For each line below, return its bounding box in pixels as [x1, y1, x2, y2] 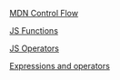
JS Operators [9, 43, 59, 54]
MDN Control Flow [9, 8, 79, 18]
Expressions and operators [9, 61, 111, 71]
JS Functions [9, 25, 59, 35]
